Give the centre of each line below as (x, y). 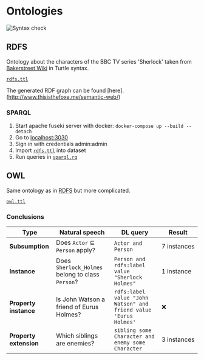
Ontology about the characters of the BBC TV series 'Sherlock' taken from (99, 61)
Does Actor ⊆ (76, 242)
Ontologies (35, 11)
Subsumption (29, 247)
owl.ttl (16, 201)
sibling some (133, 331)
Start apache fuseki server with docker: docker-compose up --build (99, 126)
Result (178, 233)
